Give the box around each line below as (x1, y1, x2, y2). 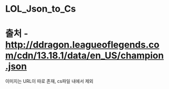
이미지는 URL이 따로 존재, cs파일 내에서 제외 (5, 78, 94, 84)
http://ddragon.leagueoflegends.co (5, 39, 159, 51)
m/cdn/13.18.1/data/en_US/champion (5, 50, 164, 62)
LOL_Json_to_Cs (5, 3, 76, 15)
